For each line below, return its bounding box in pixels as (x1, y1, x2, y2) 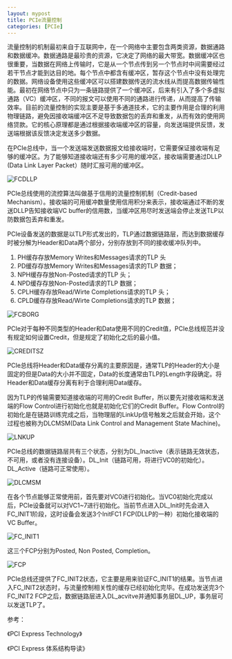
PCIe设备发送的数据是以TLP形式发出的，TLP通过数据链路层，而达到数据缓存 (7, 230, 224, 239)
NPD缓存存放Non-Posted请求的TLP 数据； (17, 279, 138, 288)
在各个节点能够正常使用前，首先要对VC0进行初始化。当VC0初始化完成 (7, 492, 207, 501)
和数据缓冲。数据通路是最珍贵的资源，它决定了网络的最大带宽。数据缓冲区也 (7, 51, 225, 59)
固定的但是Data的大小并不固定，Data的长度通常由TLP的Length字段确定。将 (7, 370, 222, 378)
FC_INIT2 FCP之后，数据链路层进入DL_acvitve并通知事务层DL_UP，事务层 (7, 592, 217, 600)
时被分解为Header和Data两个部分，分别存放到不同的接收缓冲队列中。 (7, 239, 205, 247)
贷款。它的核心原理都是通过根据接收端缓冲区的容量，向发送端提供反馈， (12, 120, 219, 129)
